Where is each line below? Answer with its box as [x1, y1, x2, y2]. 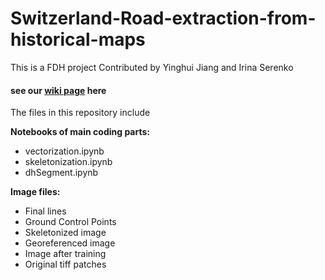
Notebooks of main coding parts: [10, 126, 150, 138]
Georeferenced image [24, 237, 116, 249]
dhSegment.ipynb [24, 167, 99, 179]
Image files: [10, 186, 61, 198]
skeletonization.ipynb [24, 156, 113, 168]
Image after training [24, 248, 107, 260]
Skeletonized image [24, 227, 107, 239]
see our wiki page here [10, 84, 107, 96]
